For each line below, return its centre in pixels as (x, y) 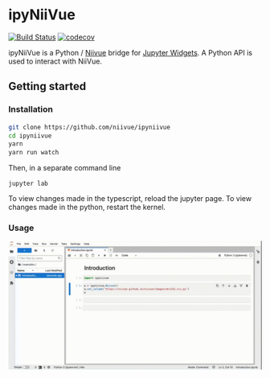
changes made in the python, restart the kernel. (87, 207)
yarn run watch (34, 153)
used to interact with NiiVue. (55, 61)
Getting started (47, 86)
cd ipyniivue (30, 136)
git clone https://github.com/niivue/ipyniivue (90, 127)
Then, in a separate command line (65, 168)
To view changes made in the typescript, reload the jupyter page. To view (130, 199)
